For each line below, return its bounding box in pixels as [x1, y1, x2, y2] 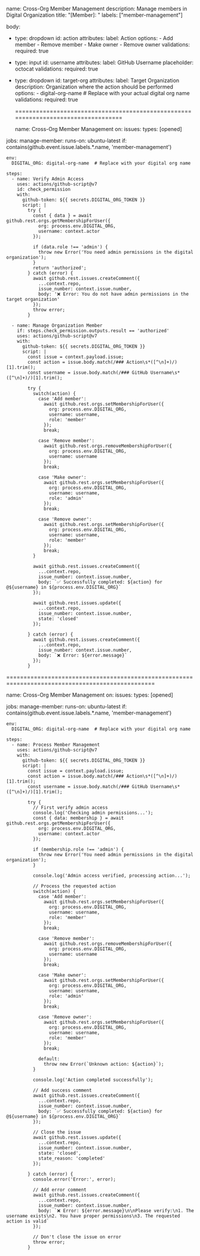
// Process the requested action [32, 883, 116, 889]
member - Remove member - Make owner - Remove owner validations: [14, 41, 190, 48]
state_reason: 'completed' [38, 1155, 106, 1161]
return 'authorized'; [32, 265, 87, 271]
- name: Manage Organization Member [11, 323, 103, 329]
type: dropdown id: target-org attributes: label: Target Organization [14, 77, 180, 84]
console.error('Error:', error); [32, 1176, 116, 1182]
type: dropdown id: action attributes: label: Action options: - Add [14, 35, 173, 41]
